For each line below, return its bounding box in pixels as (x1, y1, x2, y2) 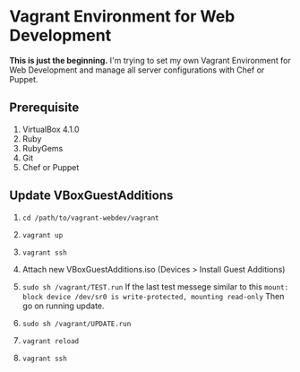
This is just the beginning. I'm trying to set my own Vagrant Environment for (9, 55, 291, 65)
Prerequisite (9, 100, 80, 116)
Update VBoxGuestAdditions (9, 188, 174, 203)
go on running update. (21, 300, 105, 311)
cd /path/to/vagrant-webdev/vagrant (21, 213, 159, 222)
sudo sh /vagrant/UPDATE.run (21, 319, 132, 328)
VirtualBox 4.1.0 (21, 124, 80, 134)
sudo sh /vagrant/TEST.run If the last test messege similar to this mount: (21, 281, 289, 292)
